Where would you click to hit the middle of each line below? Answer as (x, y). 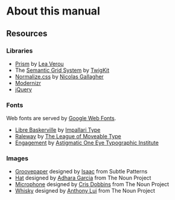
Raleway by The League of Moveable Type (68, 137)
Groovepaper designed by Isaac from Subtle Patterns (81, 172)
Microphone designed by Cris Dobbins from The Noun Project (92, 184)
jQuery (23, 89)
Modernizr (28, 83)
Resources (27, 34)
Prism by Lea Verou (40, 63)
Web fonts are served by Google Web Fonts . (61, 118)
